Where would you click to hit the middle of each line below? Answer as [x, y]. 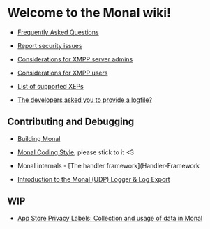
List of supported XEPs [50, 86]
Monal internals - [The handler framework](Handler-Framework [108, 165]
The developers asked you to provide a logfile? [84, 100]
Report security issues [50, 45]
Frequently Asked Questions [58, 32]
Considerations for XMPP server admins [75, 59]
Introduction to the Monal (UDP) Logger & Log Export [93, 179]
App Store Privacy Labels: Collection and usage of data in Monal [110, 218]
